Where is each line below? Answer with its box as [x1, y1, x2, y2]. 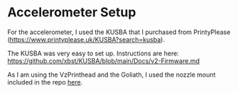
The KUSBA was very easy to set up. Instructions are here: [7, 49, 179, 58]
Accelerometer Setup [7, 4, 136, 21]
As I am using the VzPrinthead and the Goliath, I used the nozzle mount [7, 70, 216, 79]
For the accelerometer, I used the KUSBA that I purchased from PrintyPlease [7, 28, 231, 36]
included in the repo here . [7, 77, 83, 86]
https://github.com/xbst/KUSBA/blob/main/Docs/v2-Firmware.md [7, 56, 200, 65]
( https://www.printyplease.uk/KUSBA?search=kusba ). [7, 35, 166, 43]
